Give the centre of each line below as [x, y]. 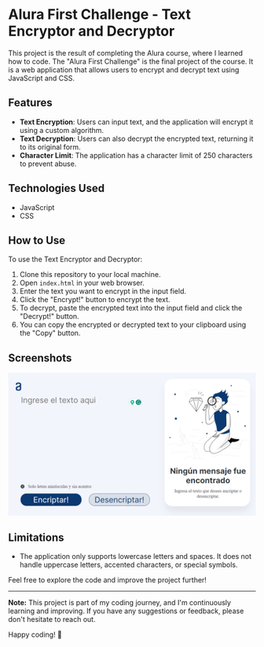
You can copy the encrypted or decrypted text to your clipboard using [133, 325]
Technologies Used [56, 189]
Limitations [36, 537]
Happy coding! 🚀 [35, 634]
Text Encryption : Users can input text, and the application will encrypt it [136, 122]
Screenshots [40, 358]
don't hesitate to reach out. [52, 619]
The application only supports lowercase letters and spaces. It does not [136, 556]
